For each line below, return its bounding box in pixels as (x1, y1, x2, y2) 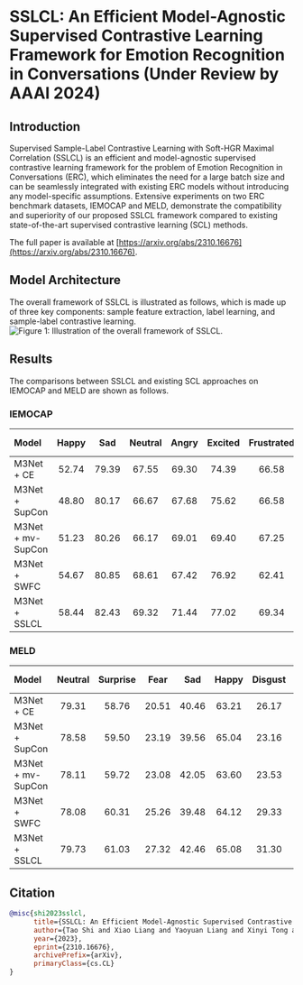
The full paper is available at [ (9, 237, 120, 247)
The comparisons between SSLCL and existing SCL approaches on (9, 375, 259, 386)
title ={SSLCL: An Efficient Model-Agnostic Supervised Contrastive (32, 917, 293, 926)
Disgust (252, 674, 287, 686)
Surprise (97, 674, 137, 686)
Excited (207, 436, 241, 448)
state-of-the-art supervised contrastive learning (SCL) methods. (9, 219, 248, 230)
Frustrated (248, 436, 295, 448)
